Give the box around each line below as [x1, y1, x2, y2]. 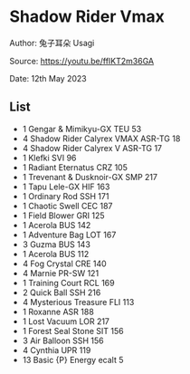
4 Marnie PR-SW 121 [22, 267, 100, 278]
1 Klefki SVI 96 [22, 152, 77, 163]
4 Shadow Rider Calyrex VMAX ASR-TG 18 [22, 133, 181, 144]
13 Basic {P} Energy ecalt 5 [22, 354, 124, 365]
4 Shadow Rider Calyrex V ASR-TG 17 [22, 142, 163, 153]
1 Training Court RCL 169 [22, 277, 115, 288]
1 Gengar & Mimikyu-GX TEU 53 [22, 123, 142, 134]
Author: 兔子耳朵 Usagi [9, 37, 95, 48]
